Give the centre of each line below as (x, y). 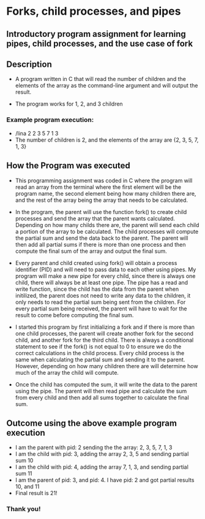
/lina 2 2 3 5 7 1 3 (37, 133)
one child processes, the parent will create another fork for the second (104, 333)
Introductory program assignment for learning (96, 34)
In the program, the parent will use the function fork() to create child (101, 212)
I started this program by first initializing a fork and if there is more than (105, 327)
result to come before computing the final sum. (74, 315)
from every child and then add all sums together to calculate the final (102, 398)
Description (29, 64)
